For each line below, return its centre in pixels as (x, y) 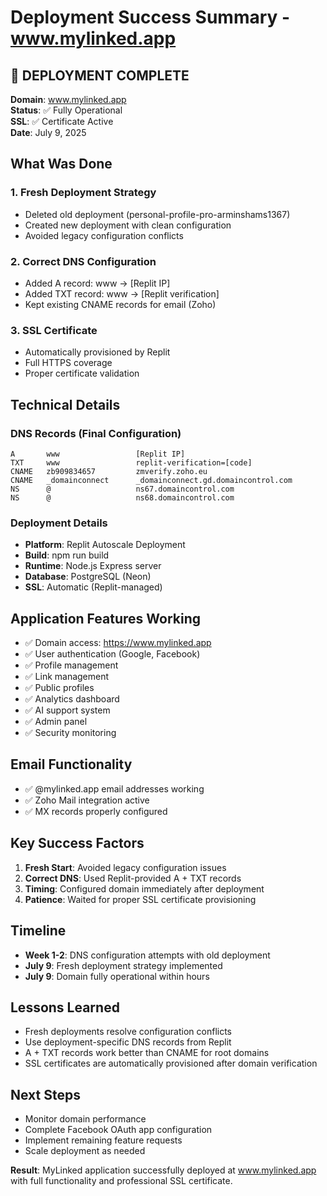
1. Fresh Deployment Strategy (83, 193)
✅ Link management (67, 677)
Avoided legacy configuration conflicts (104, 235)
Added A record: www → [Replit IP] (97, 283)
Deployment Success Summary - (150, 17)
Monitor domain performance (85, 1119)
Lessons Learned (65, 1007)
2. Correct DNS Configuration (83, 261)
